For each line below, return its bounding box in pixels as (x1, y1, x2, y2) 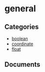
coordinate (11, 41, 33, 47)
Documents (4, 60, 41, 69)
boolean (11, 36, 28, 41)
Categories (4, 23, 39, 31)
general (4, 3, 36, 14)
